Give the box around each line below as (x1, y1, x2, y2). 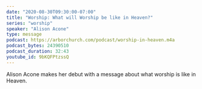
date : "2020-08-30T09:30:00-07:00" (6, 8, 96, 15)
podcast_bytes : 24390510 (6, 43, 69, 49)
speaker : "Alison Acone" (6, 25, 69, 32)
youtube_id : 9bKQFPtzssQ (6, 54, 69, 60)
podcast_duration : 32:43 (6, 48, 69, 54)
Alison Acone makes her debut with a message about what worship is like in (6, 70, 196, 77)
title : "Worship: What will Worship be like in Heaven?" (6, 15, 153, 21)
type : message (6, 31, 42, 38)
